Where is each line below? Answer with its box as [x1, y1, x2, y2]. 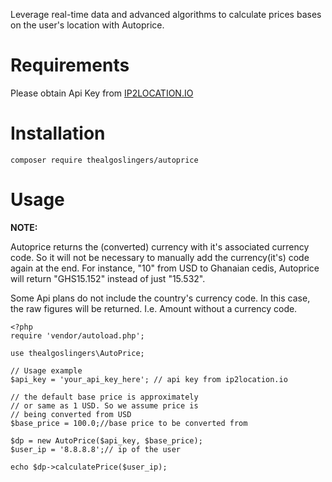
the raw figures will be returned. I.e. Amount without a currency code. [10, 302, 298, 314]
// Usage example [10, 365, 83, 376]
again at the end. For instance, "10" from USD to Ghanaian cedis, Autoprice [10, 262, 320, 274]
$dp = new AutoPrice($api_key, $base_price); [10, 435, 203, 446]
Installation [10, 122, 106, 145]
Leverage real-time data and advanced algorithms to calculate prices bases [10, 9, 322, 20]
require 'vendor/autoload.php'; [10, 330, 145, 341]
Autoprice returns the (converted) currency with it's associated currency [10, 240, 310, 253]
